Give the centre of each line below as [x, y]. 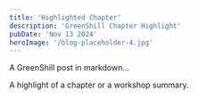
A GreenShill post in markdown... [70, 68]
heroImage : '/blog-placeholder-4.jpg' [81, 42]
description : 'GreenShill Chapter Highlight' [95, 26]
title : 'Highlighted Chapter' [66, 17]
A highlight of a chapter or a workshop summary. [99, 85]
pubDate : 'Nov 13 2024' [54, 34]
